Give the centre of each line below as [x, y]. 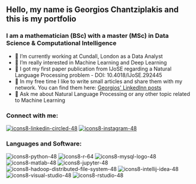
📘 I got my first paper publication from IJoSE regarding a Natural [93, 69]
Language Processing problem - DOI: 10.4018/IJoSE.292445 [88, 75]
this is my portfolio [41, 19]
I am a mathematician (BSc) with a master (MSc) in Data [88, 36]
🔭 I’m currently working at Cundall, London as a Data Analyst [89, 56]
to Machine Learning [40, 100]
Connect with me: [32, 115]
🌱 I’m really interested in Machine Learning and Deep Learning [91, 62]
